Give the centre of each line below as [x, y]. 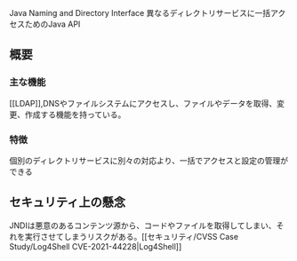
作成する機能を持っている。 [75, 115]
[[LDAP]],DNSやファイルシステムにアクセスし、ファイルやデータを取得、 [143, 103]
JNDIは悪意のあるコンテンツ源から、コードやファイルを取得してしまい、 [143, 225]
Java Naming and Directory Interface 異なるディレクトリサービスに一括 [140, 13]
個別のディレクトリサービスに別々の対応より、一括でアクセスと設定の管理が [149, 160]
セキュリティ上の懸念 [68, 202]
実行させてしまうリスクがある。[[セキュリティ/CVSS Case [131, 236]
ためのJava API [52, 24]
